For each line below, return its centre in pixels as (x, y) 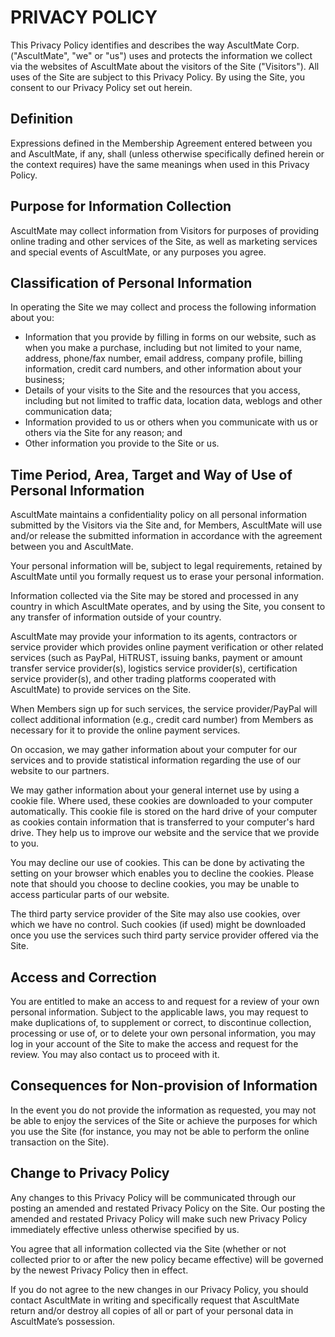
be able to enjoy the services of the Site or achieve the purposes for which (164, 1120)
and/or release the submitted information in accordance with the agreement (166, 536)
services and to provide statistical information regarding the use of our (156, 760)
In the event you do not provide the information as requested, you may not (163, 1110)
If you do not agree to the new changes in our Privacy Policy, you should (159, 1289)
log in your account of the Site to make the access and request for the (154, 1044)
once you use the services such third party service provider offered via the (164, 935)
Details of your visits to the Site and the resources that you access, (162, 390)
